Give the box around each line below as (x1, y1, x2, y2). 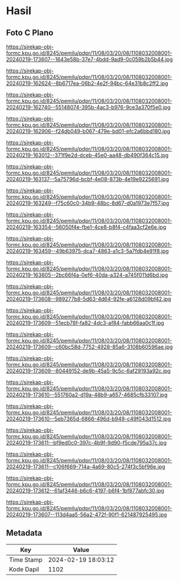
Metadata (6, 528, 42, 538)
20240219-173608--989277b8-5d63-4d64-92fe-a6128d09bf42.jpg (6, 296, 171, 302)
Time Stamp (9, 556, 43, 564)
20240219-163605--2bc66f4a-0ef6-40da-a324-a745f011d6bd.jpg (6, 271, 168, 278)
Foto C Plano (6, 28, 54, 38)
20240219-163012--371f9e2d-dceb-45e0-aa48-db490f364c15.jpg (6, 152, 169, 159)
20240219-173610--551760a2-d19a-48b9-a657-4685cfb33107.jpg (6, 391, 168, 398)
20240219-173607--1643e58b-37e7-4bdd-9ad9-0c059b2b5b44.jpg (6, 56, 173, 63)
